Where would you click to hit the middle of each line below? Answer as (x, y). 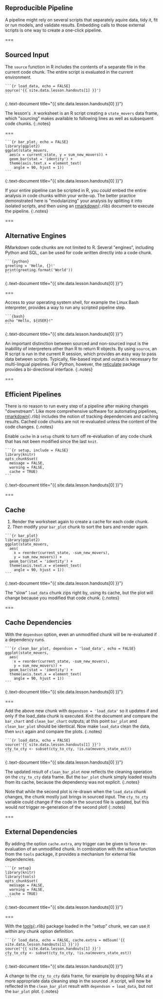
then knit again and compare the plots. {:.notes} (54, 731)
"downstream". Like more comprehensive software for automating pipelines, (81, 411)
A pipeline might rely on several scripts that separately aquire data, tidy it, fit (81, 20)
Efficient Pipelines (33, 394)
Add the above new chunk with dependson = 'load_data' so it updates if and (81, 711)
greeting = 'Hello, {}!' (30, 266)
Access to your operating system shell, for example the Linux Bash (72, 303)
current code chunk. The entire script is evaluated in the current (69, 72)
